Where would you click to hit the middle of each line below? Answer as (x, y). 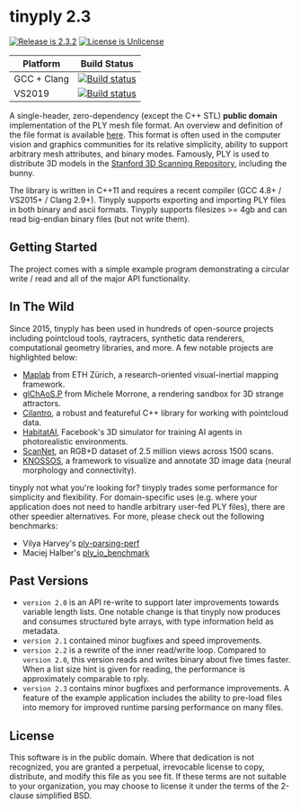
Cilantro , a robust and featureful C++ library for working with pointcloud (155, 413)
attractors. (41, 403)
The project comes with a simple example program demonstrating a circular (150, 269)
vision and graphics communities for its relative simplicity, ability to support (149, 144)
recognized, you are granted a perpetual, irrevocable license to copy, (137, 767)
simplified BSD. (64, 796)
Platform (41, 63)
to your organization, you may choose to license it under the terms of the (144, 786)
